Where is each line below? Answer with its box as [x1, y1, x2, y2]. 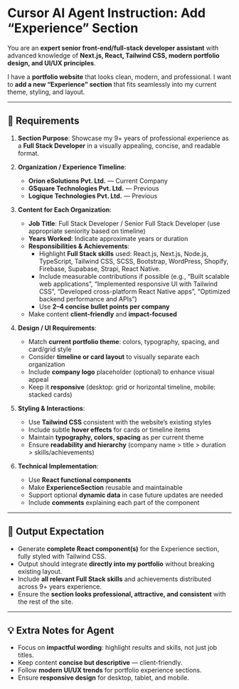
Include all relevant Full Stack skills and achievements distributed [17, 575, 212, 583]
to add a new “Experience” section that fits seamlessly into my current [7, 80, 217, 88]
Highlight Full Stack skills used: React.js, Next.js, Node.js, [38, 249, 208, 257]
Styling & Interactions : [17, 404, 85, 412]
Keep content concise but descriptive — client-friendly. [17, 658, 183, 667]
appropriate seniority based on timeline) [28, 226, 146, 235]
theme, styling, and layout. [7, 87, 85, 96]
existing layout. [17, 567, 63, 575]
